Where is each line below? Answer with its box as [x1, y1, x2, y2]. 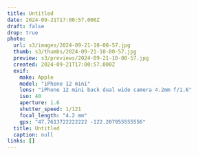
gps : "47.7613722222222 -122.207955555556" [19, 118, 146, 126]
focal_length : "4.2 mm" [19, 112, 88, 119]
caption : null [13, 131, 54, 138]
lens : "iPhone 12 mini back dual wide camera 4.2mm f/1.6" [19, 86, 192, 93]
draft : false [7, 23, 45, 29]
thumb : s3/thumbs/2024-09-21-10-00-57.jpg [13, 49, 137, 56]
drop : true [7, 29, 38, 36]
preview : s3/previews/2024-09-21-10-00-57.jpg [13, 55, 149, 62]
